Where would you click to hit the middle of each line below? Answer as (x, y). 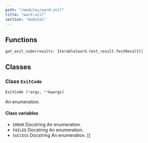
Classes (18, 67)
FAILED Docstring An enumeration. (48, 130)
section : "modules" (26, 19)
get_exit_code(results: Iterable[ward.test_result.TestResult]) (74, 52)
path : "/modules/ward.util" (35, 10)
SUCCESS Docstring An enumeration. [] (51, 135)
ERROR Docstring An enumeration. (47, 124)
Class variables (22, 113)
